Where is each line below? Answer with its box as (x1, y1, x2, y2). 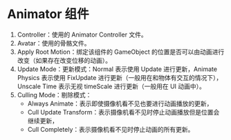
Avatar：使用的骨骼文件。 (17, 39, 91, 47)
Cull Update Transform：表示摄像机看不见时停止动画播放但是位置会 (27, 108, 220, 116)
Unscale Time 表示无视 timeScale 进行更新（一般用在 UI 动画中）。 (17, 82, 206, 90)
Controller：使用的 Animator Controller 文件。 (17, 30, 147, 39)
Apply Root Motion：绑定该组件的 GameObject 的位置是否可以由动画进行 (17, 48, 225, 56)
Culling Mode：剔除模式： (17, 90, 92, 99)
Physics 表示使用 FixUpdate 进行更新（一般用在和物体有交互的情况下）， (17, 73, 223, 81)
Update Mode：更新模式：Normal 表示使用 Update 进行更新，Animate (17, 65, 218, 73)
